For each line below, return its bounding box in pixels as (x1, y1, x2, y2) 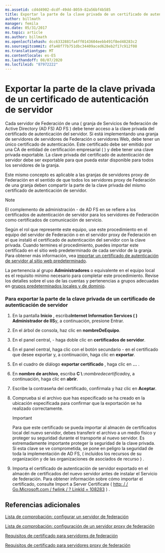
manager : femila (5, 21, 38, 26)
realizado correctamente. (12, 405, 64, 411)
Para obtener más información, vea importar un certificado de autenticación (5, 253, 159, 259)
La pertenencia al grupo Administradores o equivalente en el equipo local (5, 268, 155, 274)
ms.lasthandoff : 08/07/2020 (5, 58, 63, 62)
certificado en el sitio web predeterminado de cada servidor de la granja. (5, 247, 153, 253)
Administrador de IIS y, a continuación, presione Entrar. (12, 318, 124, 324)
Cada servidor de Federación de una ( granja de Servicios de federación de (5, 121, 158, 126)
